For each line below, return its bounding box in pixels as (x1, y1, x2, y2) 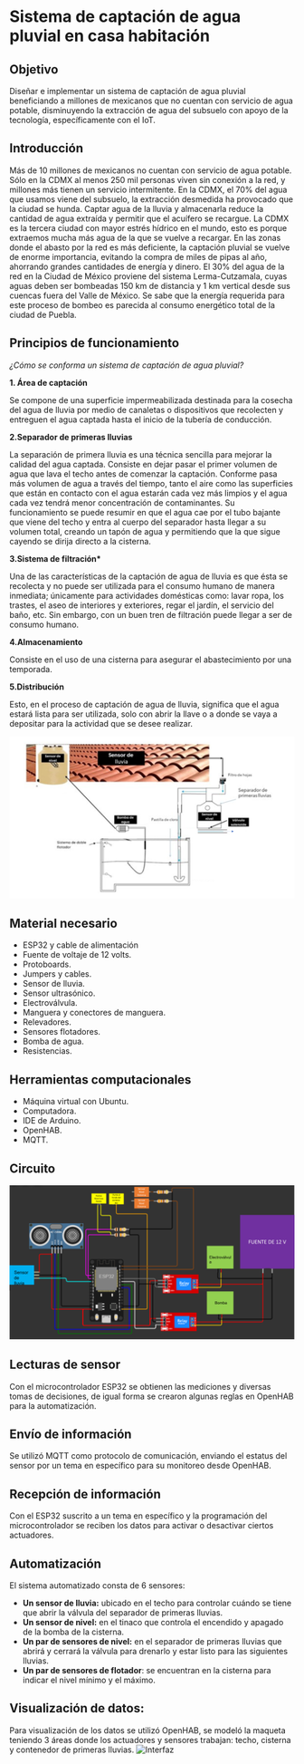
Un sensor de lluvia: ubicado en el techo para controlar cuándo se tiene (22, 1597, 292, 1608)
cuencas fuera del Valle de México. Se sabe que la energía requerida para (9, 290, 285, 301)
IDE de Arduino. (22, 1115, 81, 1126)
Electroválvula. (22, 998, 79, 1008)
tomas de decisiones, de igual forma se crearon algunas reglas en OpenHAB (9, 1391, 294, 1402)
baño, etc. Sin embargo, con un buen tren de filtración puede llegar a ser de (9, 609, 292, 620)
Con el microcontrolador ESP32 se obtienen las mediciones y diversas (9, 1381, 271, 1392)
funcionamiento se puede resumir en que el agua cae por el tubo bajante (9, 506, 280, 517)
